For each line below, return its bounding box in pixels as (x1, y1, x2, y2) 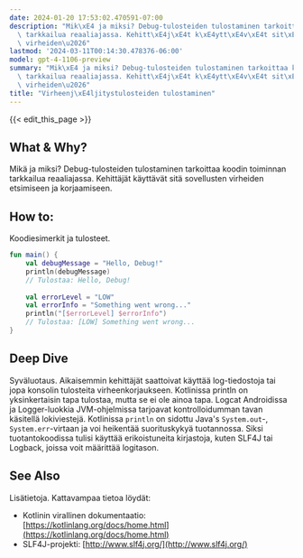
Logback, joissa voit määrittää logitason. (9, 442, 160, 452)
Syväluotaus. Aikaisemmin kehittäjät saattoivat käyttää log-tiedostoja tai (9, 375, 277, 386)
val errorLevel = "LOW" (25, 293, 115, 302)
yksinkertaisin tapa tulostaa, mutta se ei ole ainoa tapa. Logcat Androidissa (9, 394, 288, 405)
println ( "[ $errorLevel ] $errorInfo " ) (25, 309, 168, 319)
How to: (9, 209, 54, 224)
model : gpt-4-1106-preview (9, 55, 111, 64)
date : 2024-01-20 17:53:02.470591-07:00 (9, 13, 164, 23)
